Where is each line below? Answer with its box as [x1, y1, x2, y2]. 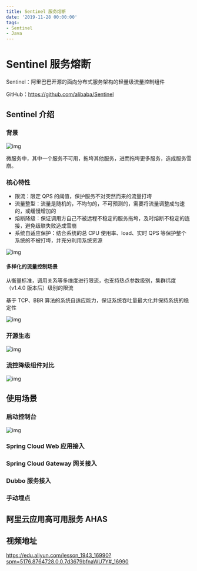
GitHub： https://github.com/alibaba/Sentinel [6, 91, 114, 98]
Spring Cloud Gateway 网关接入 [6, 460, 97, 468]
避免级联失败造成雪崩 [25, 222, 77, 230]
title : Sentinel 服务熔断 [6, 8, 66, 15]
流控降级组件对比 [6, 361, 55, 370]
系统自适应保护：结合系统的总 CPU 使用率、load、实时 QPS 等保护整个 [14, 230, 187, 237]
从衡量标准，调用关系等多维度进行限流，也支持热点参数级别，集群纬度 [6, 277, 176, 284]
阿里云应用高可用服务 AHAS [6, 514, 108, 524]
